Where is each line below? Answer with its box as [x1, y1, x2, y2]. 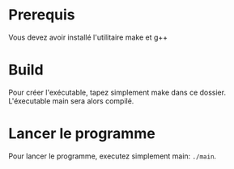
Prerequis [8, 6, 75, 24]
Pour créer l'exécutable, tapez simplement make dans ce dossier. [8, 87, 227, 97]
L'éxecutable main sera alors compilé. [8, 95, 134, 106]
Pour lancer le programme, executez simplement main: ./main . [8, 151, 217, 161]
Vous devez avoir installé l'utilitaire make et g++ [8, 32, 168, 42]
